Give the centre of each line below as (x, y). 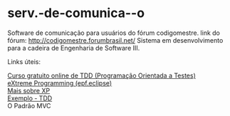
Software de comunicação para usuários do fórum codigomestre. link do (114, 33)
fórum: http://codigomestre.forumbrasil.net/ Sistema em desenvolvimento (115, 40)
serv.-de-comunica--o (76, 13)
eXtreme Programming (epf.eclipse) (60, 83)
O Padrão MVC (29, 105)
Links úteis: (24, 61)
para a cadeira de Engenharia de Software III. (74, 48)
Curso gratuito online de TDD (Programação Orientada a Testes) (101, 75)
